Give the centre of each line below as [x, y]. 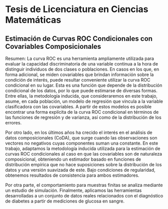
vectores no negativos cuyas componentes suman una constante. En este [82, 143]
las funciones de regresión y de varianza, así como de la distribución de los [83, 117]
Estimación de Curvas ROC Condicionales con [79, 39]
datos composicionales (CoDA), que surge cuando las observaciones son [81, 138]
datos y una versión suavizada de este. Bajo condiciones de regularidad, [80, 170]
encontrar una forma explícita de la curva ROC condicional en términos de [82, 112]
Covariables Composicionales [53, 46]
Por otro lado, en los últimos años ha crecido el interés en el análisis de [79, 132]
